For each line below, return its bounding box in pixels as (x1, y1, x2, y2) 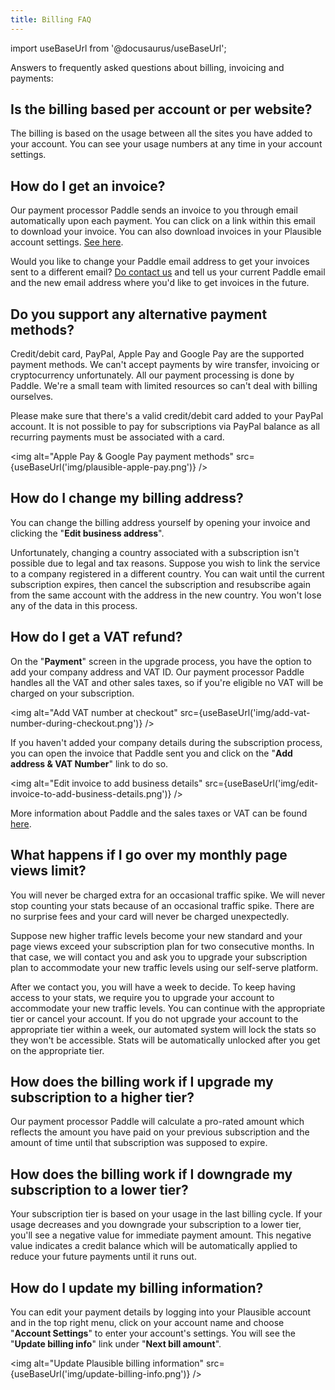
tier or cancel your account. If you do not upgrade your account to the (10, 1012, 299, 1025)
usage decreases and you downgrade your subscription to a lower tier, (10, 1219, 302, 1231)
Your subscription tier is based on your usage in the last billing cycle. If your (10, 1208, 323, 1220)
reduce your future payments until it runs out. (10, 1251, 197, 1263)
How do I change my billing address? (10, 490, 244, 507)
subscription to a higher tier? (10, 1089, 195, 1106)
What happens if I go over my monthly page (10, 847, 288, 864)
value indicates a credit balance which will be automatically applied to (10, 1240, 298, 1252)
